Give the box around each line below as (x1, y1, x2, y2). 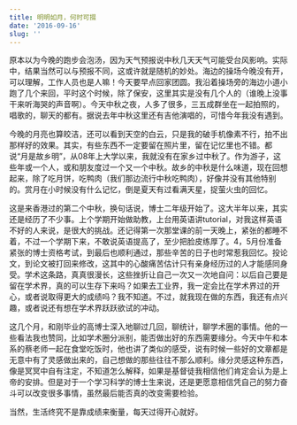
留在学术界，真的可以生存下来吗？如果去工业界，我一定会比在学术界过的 (9, 281, 272, 291)
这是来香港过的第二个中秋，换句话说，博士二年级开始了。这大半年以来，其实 (9, 203, 288, 213)
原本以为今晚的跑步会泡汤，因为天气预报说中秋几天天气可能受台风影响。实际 (9, 55, 288, 66)
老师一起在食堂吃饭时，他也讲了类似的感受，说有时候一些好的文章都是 (32, 344, 288, 354)
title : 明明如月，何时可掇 (9, 12, 97, 22)
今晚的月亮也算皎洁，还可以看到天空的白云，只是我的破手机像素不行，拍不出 (9, 129, 288, 140)
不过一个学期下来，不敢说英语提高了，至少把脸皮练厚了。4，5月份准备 (24, 236, 283, 247)
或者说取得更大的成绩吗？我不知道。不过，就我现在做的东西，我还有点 (24, 291, 280, 302)
